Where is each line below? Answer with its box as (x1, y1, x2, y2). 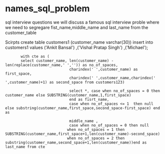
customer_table (5, 30, 37, 35)
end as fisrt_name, (69, 97, 110, 102)
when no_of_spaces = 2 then (67, 136, 125, 141)
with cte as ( (20, 54, 50, 59)
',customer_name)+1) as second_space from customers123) (5, 80, 125, 85)
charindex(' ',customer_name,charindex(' (69, 75, 156, 80)
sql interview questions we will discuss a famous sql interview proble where (5, 19, 160, 25)
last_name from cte (5, 144, 45, 149)
